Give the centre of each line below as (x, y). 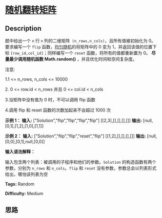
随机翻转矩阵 (31, 10)
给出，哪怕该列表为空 (26, 174)
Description (23, 28)
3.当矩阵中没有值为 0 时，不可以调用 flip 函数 (50, 100)
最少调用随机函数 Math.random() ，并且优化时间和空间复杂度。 (73, 59)
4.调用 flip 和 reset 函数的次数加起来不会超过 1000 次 (58, 110)
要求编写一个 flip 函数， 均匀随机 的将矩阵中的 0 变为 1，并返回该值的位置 (79, 47)
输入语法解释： (20, 152)
